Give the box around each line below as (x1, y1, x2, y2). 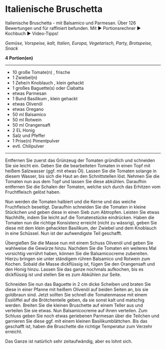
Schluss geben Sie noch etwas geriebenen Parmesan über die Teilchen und (5, 313, 160, 319)
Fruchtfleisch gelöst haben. (5, 189, 61, 195)
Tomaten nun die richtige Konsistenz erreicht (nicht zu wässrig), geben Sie (5, 219, 157, 225)
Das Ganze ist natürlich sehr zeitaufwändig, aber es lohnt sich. (5, 338, 132, 344)
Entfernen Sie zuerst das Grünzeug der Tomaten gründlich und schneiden (5, 157, 156, 163)
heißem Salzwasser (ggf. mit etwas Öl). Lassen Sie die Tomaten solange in (5, 168, 157, 174)
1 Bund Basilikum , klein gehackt (12, 95, 78, 101)
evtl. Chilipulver (12, 143, 44, 149)
